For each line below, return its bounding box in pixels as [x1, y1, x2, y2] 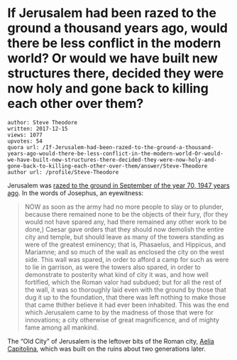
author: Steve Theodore [7, 119, 78, 126]
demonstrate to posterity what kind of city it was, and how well [24, 270, 209, 278]
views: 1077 [7, 131, 43, 138]
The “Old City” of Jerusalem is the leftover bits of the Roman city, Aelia [7, 337, 214, 345]
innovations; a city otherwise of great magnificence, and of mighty [24, 315, 220, 324]
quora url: [7, 143, 40, 151]
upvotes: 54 [7, 137, 43, 145]
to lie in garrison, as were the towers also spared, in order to [24, 263, 201, 271]
